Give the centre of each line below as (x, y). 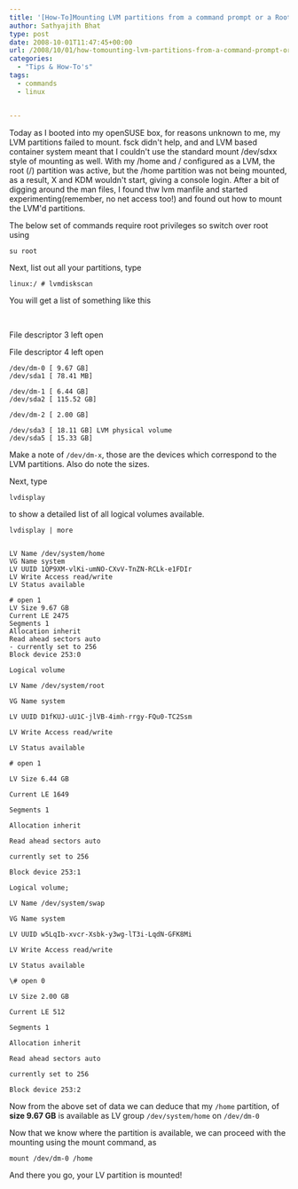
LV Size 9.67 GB (39, 608)
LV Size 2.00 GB (39, 996)
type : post (29, 34)
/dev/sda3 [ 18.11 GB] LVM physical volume (91, 430)
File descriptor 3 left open (56, 335)
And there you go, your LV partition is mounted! (96, 1175)
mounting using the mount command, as (83, 1142)
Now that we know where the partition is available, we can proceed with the (148, 1132)
